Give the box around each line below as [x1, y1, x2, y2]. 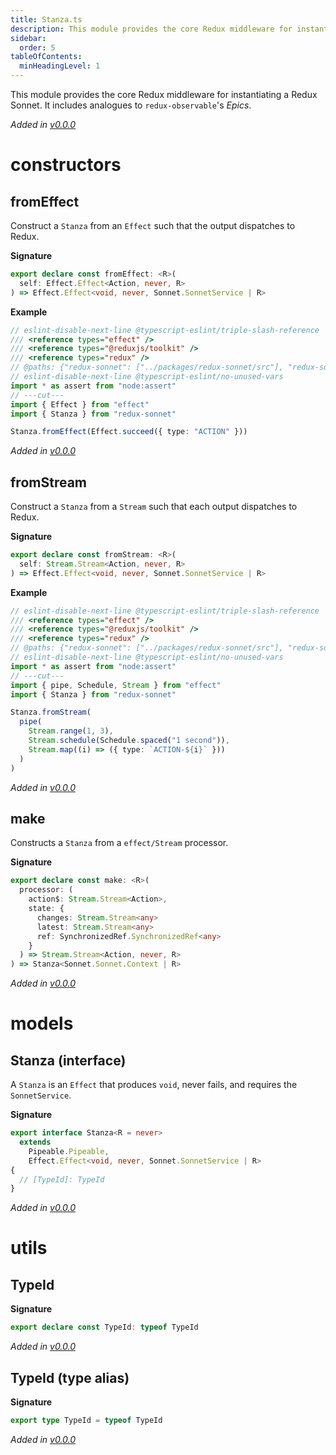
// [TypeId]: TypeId [19, 1174, 105, 1185]
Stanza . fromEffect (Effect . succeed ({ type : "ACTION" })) [10, 427, 248, 437]
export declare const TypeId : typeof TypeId [10, 1322, 199, 1333]
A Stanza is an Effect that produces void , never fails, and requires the [10, 1079, 298, 1091]
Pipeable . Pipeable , [28, 1146, 110, 1156]
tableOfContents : [10, 52, 83, 62]
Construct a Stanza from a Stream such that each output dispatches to [10, 501, 298, 513]
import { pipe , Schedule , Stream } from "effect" [10, 680, 222, 690]
